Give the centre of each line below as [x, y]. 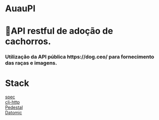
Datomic [14, 113]
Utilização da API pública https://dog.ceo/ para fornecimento [79, 57]
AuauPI [20, 9]
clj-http [13, 102]
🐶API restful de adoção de [59, 31]
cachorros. [28, 42]
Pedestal [14, 107]
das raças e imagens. [31, 63]
